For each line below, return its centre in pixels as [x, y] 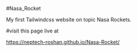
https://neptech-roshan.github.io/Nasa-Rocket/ [63, 42]
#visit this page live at [32, 31]
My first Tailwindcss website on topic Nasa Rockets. [69, 19]
